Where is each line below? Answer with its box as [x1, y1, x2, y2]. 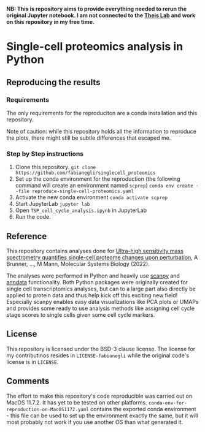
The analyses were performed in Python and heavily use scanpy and [6, 272, 180, 279]
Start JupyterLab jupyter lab [15, 200, 90, 208]
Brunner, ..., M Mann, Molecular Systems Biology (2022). [6, 260, 150, 267]
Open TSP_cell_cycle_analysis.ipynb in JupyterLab [15, 207, 147, 214]
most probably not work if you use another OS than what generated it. [6, 418, 184, 425]
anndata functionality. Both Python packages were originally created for [6, 278, 188, 286]
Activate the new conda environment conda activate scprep [15, 194, 168, 201]
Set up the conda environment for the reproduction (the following [15, 175, 180, 183]
